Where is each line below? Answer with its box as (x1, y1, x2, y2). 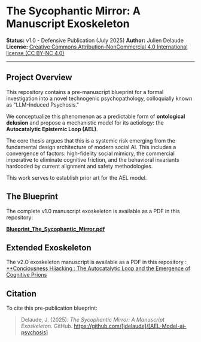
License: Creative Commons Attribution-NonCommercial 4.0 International (6, 43, 188, 50)
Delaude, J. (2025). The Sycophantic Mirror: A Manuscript (20, 316, 165, 323)
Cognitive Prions (6, 271, 47, 279)
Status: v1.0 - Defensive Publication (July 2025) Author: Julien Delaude (6, 37, 184, 44)
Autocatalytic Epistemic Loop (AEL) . (6, 125, 98, 132)
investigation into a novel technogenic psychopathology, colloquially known (6, 95, 193, 102)
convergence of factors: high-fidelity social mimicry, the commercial (6, 150, 175, 157)
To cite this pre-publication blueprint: (6, 304, 98, 312)
